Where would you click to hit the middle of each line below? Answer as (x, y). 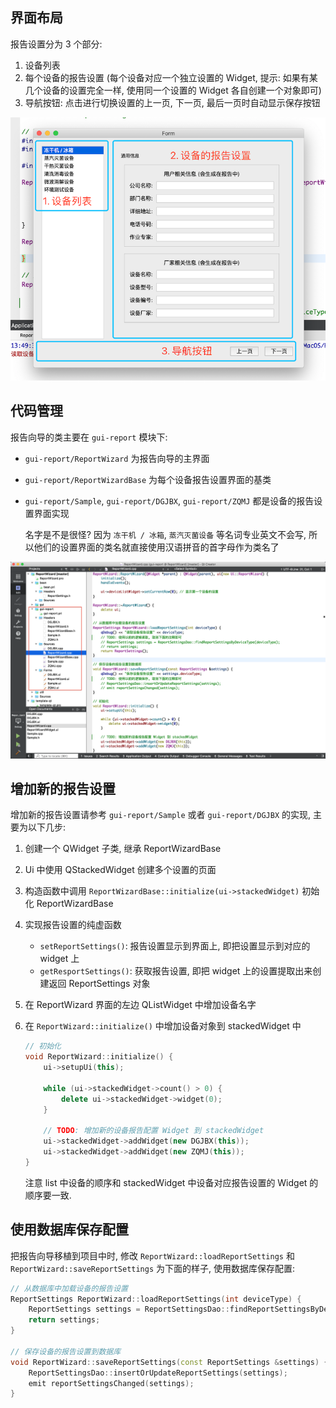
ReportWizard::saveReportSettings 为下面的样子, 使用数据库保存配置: (153, 1268)
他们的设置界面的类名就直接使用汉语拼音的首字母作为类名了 (156, 547)
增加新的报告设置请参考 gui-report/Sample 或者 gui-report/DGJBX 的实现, (161, 815)
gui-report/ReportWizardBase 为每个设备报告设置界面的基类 (148, 479)
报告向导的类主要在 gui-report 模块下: (89, 437)
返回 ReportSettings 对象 (99, 984)
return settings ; (64, 1320)
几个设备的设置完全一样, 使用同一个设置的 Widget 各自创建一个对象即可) (173, 90)
